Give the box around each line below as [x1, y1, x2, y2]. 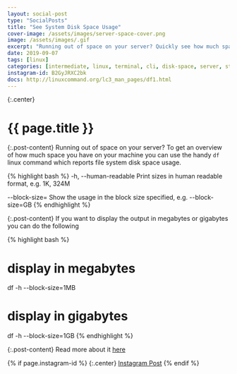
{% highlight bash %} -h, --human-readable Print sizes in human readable [7, 172, 223, 181]
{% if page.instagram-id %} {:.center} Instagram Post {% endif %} [7, 359, 200, 368]
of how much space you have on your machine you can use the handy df [7, 151, 220, 159]
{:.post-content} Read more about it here [7, 345, 126, 354]
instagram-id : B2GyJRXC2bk [7, 69, 87, 76]
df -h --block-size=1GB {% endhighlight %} [7, 332, 134, 340]
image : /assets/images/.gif [7, 37, 90, 44]
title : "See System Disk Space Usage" [7, 23, 121, 30]
